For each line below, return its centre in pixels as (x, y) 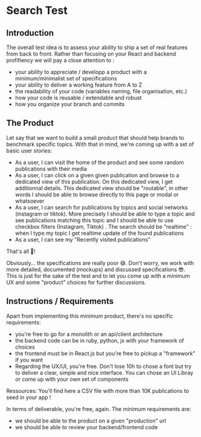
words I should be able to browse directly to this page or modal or (97, 194)
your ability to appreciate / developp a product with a (81, 72)
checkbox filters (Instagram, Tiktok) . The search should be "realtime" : (103, 226)
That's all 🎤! (21, 251)
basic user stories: (29, 150)
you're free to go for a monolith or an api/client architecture (89, 334)
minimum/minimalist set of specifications (66, 78)
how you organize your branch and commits (70, 104)
